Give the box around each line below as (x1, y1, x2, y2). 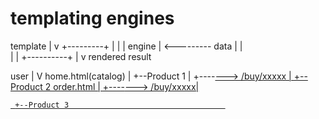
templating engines (10, 7, 175, 30)
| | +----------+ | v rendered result (10, 50, 152, 62)
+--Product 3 (14, 100, 70, 110)
